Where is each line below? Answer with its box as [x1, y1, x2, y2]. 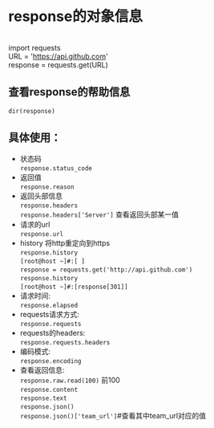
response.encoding [19, 357, 82, 365]
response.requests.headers [19, 338, 111, 346]
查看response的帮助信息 [8, 85, 131, 99]
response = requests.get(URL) [8, 59, 108, 69]
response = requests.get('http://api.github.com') [19, 266, 193, 274]
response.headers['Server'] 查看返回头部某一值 [19, 210, 179, 219]
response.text [19, 394, 67, 402]
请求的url [19, 219, 50, 229]
